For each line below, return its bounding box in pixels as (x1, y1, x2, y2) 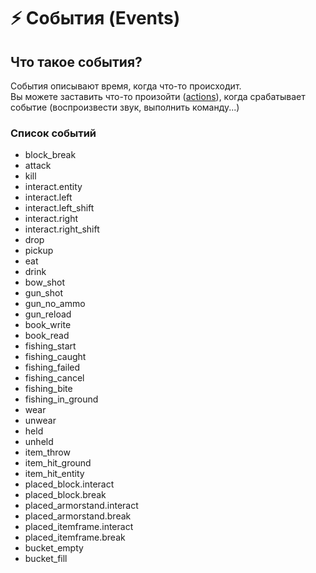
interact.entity (24, 181, 83, 193)
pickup (24, 245, 54, 257)
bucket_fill (24, 553, 68, 565)
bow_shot (24, 276, 65, 289)
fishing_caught (24, 351, 87, 363)
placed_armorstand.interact (24, 500, 139, 512)
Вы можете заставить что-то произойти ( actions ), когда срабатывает (10, 91, 306, 102)
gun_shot (24, 287, 63, 299)
